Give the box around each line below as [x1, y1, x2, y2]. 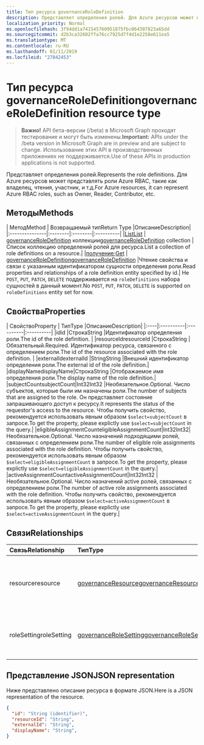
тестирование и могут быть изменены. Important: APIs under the [21, 133, 188, 140]
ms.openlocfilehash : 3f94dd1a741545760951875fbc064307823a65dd [6, 26, 170, 32]
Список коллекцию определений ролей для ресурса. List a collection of [6, 243, 191, 250]
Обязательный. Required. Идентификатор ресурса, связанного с [6, 342, 172, 349]
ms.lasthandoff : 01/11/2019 [6, 49, 78, 55]
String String [90, 355, 121, 362]
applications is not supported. [21, 159, 96, 166]
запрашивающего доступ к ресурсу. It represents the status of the [6, 400, 175, 408]
